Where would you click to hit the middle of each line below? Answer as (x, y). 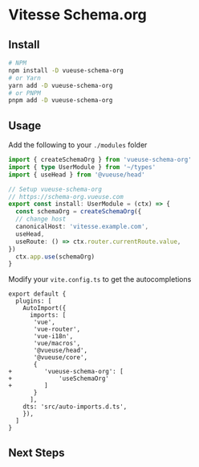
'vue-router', (57, 329)
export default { (37, 294)
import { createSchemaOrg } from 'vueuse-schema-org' (100, 160)
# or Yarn (25, 78)
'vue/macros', (57, 344)
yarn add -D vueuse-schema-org (61, 85)
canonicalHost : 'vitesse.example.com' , (82, 227)
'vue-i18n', (53, 337)
